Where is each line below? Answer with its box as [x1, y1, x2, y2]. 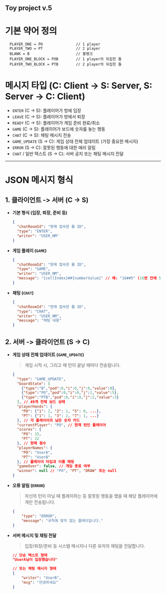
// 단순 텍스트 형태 [12, 553, 48, 557]
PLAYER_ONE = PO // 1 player [9, 42, 100, 47]
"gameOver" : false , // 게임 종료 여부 [17, 464, 90, 469]
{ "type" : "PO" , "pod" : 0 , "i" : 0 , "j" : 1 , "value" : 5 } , [21, 390, 119, 396]
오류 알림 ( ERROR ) [12, 482, 45, 488]
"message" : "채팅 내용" [17, 318, 62, 323]
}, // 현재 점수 [17, 441, 46, 446]
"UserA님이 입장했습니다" [12, 557, 58, 562]
